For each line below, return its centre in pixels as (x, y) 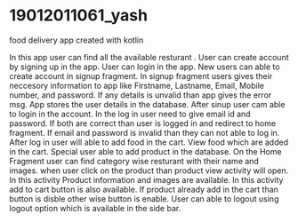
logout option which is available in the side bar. (95, 208)
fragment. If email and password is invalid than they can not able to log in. (145, 132)
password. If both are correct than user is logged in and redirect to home (143, 123)
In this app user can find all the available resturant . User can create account (149, 57)
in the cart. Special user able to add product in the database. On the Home (145, 151)
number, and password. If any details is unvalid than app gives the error (141, 95)
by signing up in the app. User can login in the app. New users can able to (145, 67)
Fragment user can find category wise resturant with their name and (134, 161)
